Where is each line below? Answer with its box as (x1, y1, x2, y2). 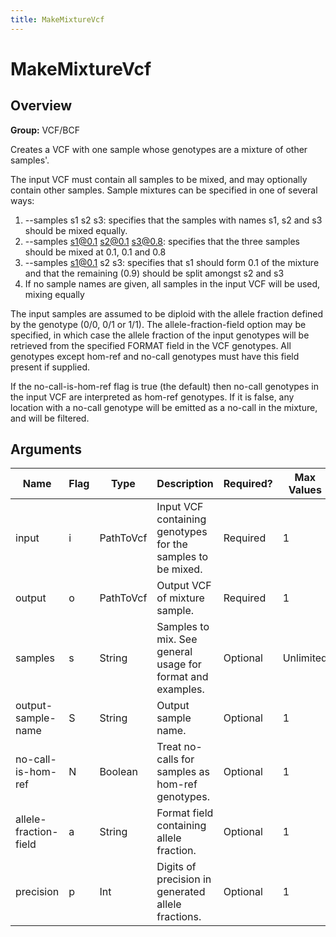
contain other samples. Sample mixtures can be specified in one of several (10, 184, 318, 196)
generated (156, 885, 206, 899)
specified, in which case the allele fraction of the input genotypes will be (10, 329, 310, 341)
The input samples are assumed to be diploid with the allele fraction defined (10, 307, 324, 320)
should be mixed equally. (24, 224, 128, 236)
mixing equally (24, 288, 85, 300)
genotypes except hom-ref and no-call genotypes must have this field (10, 350, 300, 362)
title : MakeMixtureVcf (10, 14, 105, 25)
